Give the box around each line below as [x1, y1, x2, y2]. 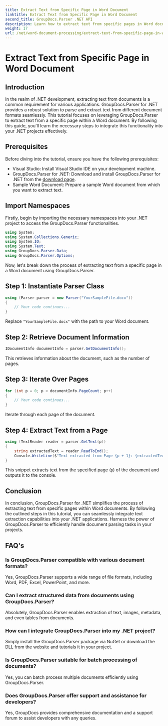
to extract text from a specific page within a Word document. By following [5, 117, 157, 123]
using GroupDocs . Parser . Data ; [5, 249, 68, 254]
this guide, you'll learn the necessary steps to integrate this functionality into [5, 123, 163, 128]
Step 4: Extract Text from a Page [5, 426, 108, 434]
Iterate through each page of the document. [5, 412, 96, 418]
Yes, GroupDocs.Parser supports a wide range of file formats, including [5, 574, 152, 580]
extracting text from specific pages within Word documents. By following [5, 505, 155, 511]
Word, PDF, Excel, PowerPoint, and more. [5, 579, 90, 585]
